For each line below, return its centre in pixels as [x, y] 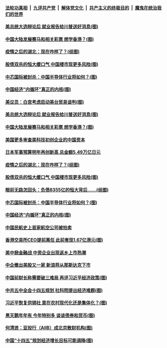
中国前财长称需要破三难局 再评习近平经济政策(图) [56, 278]
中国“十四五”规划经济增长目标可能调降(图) [49, 340]
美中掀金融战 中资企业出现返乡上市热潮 [46, 252]
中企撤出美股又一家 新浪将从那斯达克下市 [48, 265]
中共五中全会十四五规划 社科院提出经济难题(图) [54, 290]
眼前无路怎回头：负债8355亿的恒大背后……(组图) [57, 190]
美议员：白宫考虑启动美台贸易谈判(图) [45, 102]
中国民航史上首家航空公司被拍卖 [38, 227]
